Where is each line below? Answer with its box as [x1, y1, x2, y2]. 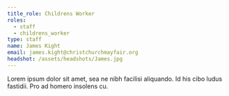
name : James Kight [7, 42, 61, 49]
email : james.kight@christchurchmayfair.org [7, 49, 139, 56]
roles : [7, 17, 26, 24]
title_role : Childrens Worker [7, 10, 95, 17]
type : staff [7, 36, 42, 43]
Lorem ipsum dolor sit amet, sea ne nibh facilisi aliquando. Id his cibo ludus [7, 74, 223, 83]
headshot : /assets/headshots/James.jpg [7, 56, 123, 63]
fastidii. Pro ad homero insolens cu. [7, 81, 109, 90]
